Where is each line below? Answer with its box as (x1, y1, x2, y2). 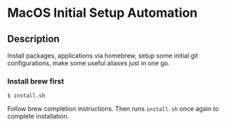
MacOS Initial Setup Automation (7, 5, 198, 21)
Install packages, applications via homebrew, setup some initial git (7, 51, 199, 60)
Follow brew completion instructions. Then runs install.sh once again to (7, 105, 219, 113)
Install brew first (7, 76, 65, 86)
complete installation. (7, 112, 69, 121)
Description (7, 33, 60, 45)
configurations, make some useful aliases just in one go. (7, 59, 170, 67)
